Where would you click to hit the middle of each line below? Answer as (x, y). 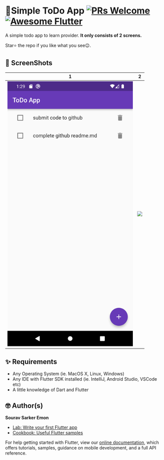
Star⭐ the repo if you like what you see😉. (48, 45)
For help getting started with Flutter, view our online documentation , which (82, 442)
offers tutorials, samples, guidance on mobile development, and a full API (81, 448)
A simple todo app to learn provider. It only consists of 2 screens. (73, 35)
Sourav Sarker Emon (27, 418)
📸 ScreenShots (29, 63)
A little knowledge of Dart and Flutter (50, 390)
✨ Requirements (31, 362)
